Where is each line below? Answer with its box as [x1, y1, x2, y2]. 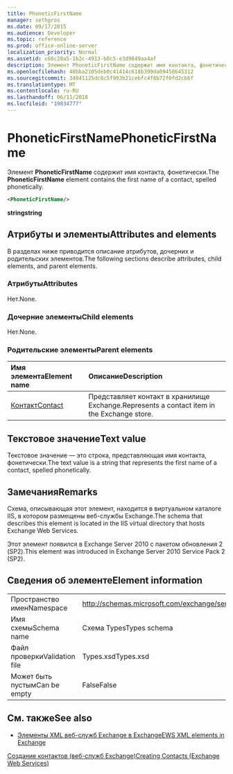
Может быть [10, 671, 53, 681]
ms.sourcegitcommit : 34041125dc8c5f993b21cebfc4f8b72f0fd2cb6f [7, 74, 194, 82]
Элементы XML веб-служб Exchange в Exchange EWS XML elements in [17, 730, 225, 739]
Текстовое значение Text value [7, 432, 146, 444]
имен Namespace [10, 603, 68, 613]
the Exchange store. [88, 410, 154, 419]
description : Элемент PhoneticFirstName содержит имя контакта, [7, 62, 197, 69]
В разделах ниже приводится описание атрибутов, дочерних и [7, 247, 194, 255]
